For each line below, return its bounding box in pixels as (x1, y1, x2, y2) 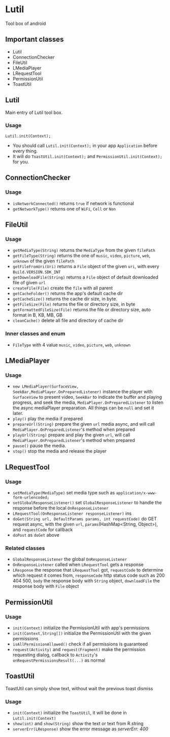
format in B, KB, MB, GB (12, 312, 62, 318)
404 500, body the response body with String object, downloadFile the (12, 578, 160, 584)
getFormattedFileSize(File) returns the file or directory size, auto (12, 307, 151, 313)
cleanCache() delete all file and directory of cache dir (12, 317, 124, 323)
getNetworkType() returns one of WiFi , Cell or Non (12, 205, 116, 212)
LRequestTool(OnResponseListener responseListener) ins (12, 510, 132, 516)
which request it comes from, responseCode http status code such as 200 (12, 572, 165, 578)
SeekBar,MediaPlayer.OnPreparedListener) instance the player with (12, 389, 153, 395)
